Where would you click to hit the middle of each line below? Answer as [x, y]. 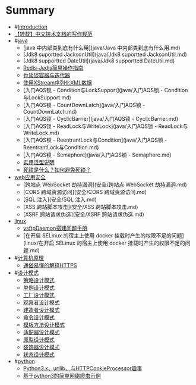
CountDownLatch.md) [50, 111]
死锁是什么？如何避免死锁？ [57, 170]
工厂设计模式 [39, 295]
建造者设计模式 [41, 309]
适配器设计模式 [41, 332]
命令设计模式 [39, 317]
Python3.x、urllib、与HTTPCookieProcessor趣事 [83, 368]
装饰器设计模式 [41, 347]
